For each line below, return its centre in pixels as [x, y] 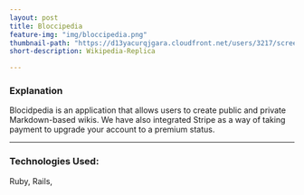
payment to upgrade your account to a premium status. [112, 130]
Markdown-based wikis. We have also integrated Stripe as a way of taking [147, 120]
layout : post [34, 18]
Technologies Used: [54, 162]
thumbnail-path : [40, 43]
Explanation [36, 91]
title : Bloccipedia [46, 26]
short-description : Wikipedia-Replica [82, 51]
